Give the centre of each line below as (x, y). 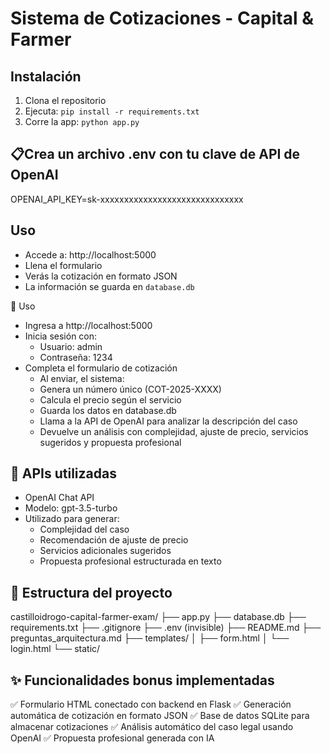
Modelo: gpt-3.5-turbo (71, 508)
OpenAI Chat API (59, 498)
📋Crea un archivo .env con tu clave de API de (155, 154)
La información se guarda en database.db (109, 286)
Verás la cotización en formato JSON (101, 276)
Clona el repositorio (65, 100)
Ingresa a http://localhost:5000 (88, 325)
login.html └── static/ (55, 649)
